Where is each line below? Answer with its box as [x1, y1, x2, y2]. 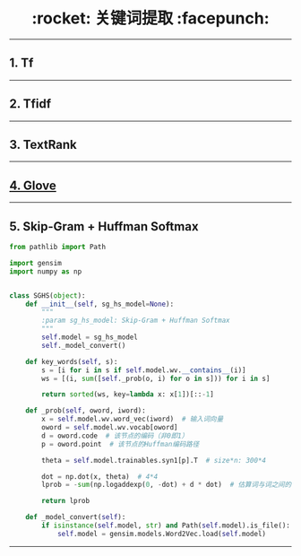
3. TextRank [9, 136, 78, 152]
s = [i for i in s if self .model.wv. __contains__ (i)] [41, 365, 246, 375]
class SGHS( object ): [9, 291, 87, 300]
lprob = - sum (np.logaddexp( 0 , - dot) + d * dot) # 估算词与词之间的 [41, 481, 292, 490]
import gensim [9, 258, 63, 267]
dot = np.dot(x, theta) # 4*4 [41, 472, 159, 481]
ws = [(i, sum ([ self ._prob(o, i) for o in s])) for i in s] [41, 374, 271, 383]
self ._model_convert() [41, 341, 126, 350]
